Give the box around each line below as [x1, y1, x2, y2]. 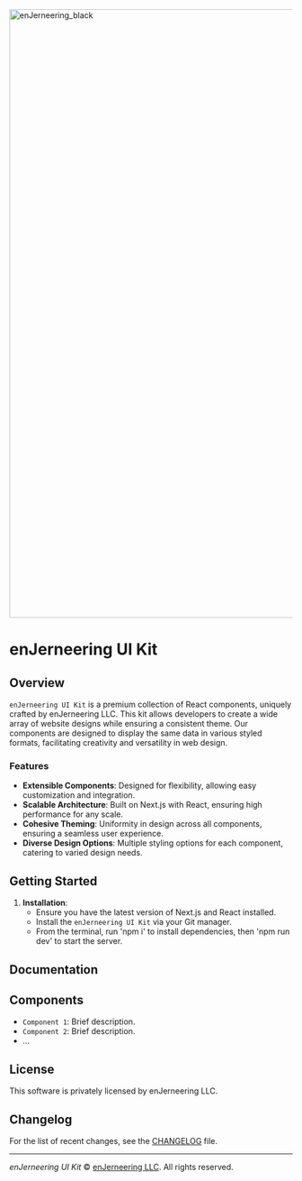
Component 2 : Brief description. [22, 1026, 136, 1037]
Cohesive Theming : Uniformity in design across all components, [22, 819, 262, 829]
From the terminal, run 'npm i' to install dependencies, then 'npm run [35, 926, 290, 937]
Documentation [9, 962, 99, 977]
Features [9, 759, 49, 772]
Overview [9, 675, 66, 691]
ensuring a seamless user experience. [22, 829, 164, 839]
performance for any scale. [22, 809, 124, 819]
